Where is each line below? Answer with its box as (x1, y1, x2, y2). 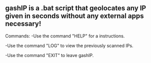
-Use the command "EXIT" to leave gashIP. (5, 52, 94, 58)
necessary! (5, 19, 41, 28)
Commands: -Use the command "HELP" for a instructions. (5, 32, 125, 39)
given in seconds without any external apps (5, 12, 144, 20)
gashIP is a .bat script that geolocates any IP (5, 4, 146, 12)
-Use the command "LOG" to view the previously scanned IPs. (5, 42, 133, 48)
